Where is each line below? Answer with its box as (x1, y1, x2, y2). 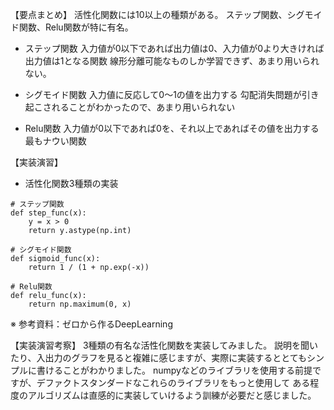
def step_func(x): (10, 208, 87, 218)
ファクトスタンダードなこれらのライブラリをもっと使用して (44, 377, 291, 388)
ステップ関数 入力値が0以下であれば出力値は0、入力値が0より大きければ (24, 43, 325, 54)
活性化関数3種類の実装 (24, 178, 119, 189)
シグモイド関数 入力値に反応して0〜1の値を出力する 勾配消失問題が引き (24, 89, 320, 100)
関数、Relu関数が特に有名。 (18, 21, 134, 33)
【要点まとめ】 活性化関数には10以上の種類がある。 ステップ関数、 (10, 9, 288, 20)
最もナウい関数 (24, 135, 87, 147)
